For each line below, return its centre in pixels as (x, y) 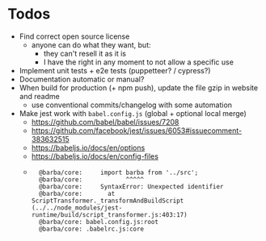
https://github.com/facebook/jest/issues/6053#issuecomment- (137, 131)
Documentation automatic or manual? (82, 79)
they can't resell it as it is (85, 53)
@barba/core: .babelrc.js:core (91, 229)
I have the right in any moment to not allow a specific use (138, 62)
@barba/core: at (77, 193)
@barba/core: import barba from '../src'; (118, 172)
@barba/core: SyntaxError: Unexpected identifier (131, 186)
